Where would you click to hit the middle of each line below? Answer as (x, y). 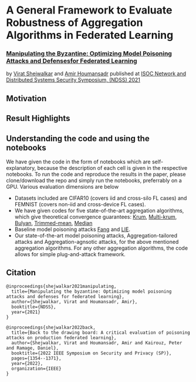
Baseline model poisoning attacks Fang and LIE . (72, 229)
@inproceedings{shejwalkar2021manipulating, (61, 286)
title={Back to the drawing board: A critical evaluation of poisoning (101, 333)
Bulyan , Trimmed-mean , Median (53, 223)
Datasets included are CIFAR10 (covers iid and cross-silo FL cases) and (101, 198)
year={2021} (26, 312)
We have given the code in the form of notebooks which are (78, 162)
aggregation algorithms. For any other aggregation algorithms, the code (101, 248)
